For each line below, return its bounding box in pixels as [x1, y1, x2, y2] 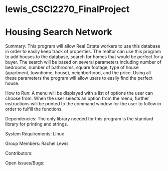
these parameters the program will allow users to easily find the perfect [5, 75, 153, 81]
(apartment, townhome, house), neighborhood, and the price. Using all [5, 70, 151, 76]
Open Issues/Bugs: [5, 160, 45, 166]
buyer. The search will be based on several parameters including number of [5, 59, 161, 65]
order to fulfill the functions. [5, 106, 63, 112]
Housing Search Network [5, 27, 112, 38]
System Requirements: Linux [5, 131, 64, 137]
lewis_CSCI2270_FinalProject [5, 4, 130, 15]
